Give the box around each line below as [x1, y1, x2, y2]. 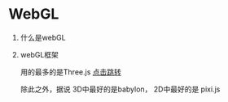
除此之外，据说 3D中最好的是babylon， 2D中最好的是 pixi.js [20, 84, 221, 94]
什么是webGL [20, 32, 67, 42]
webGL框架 [20, 49, 59, 59]
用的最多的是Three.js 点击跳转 [20, 66, 122, 77]
